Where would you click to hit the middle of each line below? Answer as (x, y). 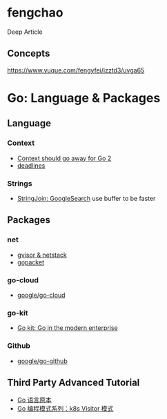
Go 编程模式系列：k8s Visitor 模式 (65, 409)
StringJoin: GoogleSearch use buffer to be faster (86, 198)
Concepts (29, 53)
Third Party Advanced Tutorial (73, 382)
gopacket (31, 262)
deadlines (31, 165)
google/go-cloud (41, 295)
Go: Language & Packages (84, 98)
